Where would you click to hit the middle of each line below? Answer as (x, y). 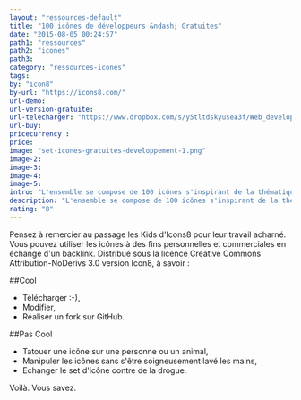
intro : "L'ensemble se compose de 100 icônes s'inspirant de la (132, 192)
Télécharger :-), (51, 297)
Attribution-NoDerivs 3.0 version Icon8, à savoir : (99, 263)
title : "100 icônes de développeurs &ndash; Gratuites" (116, 26)
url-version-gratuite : (52, 109)
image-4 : (26, 175)
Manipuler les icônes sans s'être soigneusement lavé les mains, (140, 361)
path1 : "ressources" (48, 43)
